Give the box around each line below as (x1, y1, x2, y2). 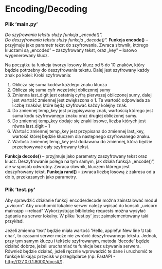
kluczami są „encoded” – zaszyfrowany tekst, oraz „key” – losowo (5, 47, 137, 53)
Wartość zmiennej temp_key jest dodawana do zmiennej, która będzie (12, 139, 153, 145)
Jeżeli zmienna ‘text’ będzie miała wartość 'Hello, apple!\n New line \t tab (5, 228, 152, 233)
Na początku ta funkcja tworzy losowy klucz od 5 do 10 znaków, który (5, 62, 145, 68)
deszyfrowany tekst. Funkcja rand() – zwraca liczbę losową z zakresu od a (5, 169, 156, 175)
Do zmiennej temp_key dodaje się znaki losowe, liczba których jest (12, 118, 146, 124)
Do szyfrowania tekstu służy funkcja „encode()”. (5, 32, 103, 38)
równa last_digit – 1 (12, 123, 50, 129)
